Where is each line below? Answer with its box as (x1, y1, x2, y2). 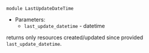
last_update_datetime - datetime (23, 23, 105, 29)
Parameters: (14, 16, 46, 23)
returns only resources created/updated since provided (6, 34, 144, 41)
